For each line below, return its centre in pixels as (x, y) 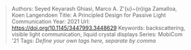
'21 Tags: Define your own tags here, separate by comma (84, 41)
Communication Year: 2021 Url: (51, 21)
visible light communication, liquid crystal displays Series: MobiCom (97, 34)
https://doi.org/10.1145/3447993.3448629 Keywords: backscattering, (98, 28)
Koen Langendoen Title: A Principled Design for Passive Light (88, 15)
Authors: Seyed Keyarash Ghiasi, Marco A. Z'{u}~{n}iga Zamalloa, (94, 9)
